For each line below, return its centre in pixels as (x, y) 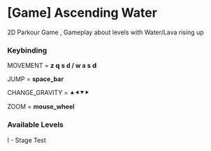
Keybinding (27, 50)
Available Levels (36, 125)
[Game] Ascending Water (82, 13)
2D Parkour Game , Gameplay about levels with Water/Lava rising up (105, 32)
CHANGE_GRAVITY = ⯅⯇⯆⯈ (48, 93)
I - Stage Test (27, 140)
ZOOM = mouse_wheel (41, 107)
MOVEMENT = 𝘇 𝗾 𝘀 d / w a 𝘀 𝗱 (52, 66)
